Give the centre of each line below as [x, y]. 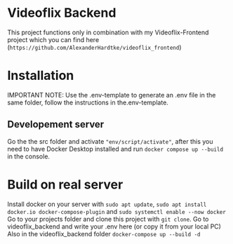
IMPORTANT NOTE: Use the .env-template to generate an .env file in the [112, 95]
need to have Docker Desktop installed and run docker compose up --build [115, 149]
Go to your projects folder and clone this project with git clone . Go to [108, 219]
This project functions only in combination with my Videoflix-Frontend [108, 32]
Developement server [56, 124]
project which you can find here [53, 39]
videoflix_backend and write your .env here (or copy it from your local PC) [114, 226]
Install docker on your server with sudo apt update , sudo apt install [107, 204]
